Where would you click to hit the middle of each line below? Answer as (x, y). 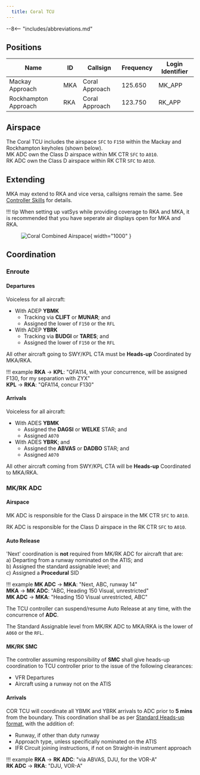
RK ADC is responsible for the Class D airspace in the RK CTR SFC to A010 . (96, 527)
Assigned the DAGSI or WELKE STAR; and (75, 429)
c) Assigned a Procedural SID (43, 573)
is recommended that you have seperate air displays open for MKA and (93, 218)
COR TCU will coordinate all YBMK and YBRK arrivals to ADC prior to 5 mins (99, 711)
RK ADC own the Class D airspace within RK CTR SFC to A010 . (81, 161)
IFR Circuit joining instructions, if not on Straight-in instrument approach (103, 748)
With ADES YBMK (37, 423)
